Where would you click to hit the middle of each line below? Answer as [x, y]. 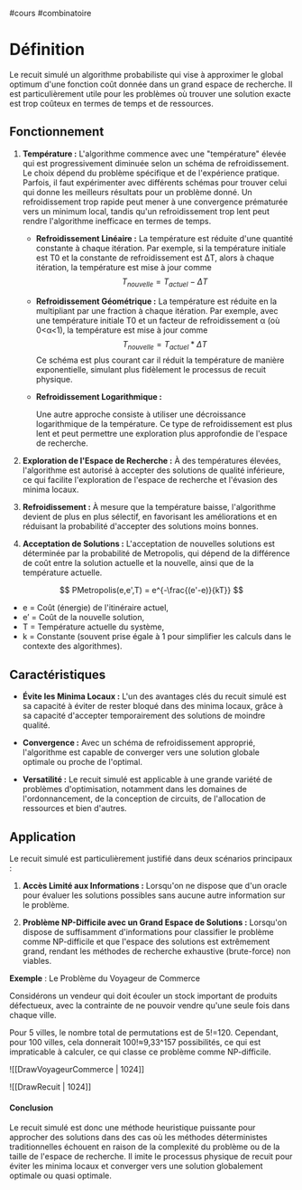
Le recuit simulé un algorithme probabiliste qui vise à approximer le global [146, 74]
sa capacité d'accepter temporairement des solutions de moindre [144, 716]
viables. [37, 960]
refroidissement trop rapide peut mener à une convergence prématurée [155, 202]
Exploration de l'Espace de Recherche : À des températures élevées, [151, 461]
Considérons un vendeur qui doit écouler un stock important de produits [143, 996]
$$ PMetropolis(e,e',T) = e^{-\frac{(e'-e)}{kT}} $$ [151, 590]
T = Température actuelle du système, [93, 627]
